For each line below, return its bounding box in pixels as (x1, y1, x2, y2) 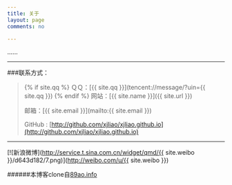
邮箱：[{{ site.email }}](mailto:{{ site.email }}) (23, 106, 152, 115)
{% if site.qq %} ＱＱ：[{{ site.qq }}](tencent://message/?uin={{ (23, 84, 206, 92)
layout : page (7, 17, 45, 23)
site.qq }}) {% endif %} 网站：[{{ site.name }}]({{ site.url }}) (23, 92, 193, 100)
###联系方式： (7, 68, 50, 77)
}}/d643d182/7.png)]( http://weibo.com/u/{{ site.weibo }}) (7, 156, 169, 164)
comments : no (7, 23, 45, 30)
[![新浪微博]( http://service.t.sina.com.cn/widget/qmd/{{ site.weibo (7, 148, 195, 157)
